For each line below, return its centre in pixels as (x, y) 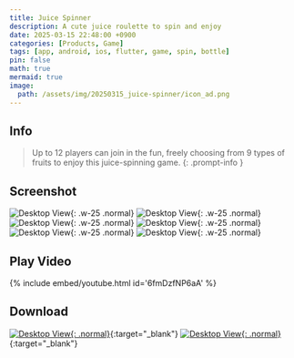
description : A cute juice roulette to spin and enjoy (116, 26)
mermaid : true (36, 77)
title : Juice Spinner (51, 18)
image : (22, 86)
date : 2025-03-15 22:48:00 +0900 (73, 35)
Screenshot (43, 191)
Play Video (41, 261)
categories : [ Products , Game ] (67, 43)
